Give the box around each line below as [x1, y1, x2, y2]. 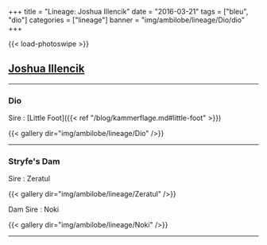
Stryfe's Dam [8, 156, 60, 167]
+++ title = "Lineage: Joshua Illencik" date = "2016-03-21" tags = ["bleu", [8, 7, 249, 16]
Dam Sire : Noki [8, 204, 60, 214]
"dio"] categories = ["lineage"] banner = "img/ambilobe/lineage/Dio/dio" [8, 15, 245, 25]
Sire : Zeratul [8, 174, 50, 184]
